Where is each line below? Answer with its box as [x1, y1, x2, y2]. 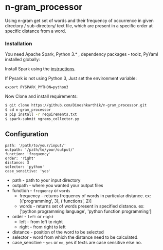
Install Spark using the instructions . [5, 66, 76, 72]
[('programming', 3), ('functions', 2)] [19, 198, 92, 204]
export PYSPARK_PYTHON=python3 [5, 85, 69, 90]
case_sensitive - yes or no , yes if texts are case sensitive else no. [12, 239, 142, 245]
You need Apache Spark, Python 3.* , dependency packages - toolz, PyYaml [5, 51, 158, 57]
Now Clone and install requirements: [5, 93, 78, 99]
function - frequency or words [12, 187, 71, 193]
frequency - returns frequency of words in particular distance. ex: [19, 192, 151, 199]
